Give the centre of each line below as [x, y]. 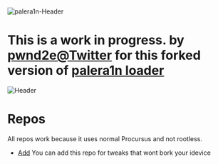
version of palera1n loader [86, 71]
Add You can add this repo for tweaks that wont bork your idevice [114, 153]
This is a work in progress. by [96, 40]
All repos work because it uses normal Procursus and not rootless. [105, 139]
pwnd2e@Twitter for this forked [104, 55]
